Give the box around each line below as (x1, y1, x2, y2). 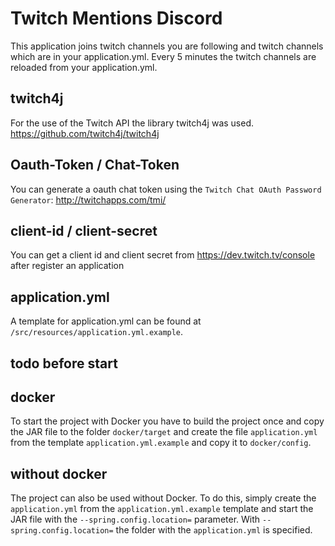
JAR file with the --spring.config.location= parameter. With (10, 513, 261, 526)
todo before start (10, 355, 118, 372)
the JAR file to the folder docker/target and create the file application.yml (10, 426, 318, 438)
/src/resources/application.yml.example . (10, 326, 184, 338)
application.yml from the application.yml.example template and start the (10, 503, 314, 515)
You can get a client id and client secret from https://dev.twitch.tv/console (10, 249, 316, 261)
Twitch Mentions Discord (10, 7, 223, 30)
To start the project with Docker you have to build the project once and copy (10, 415, 325, 427)
